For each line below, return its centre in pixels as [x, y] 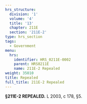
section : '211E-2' [28, 32]
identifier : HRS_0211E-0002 [42, 60]
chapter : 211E [24, 28]
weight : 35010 [20, 73]
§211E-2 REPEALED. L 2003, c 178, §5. [43, 96]
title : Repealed [22, 78]
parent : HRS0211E [32, 64]
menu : [11, 50]
